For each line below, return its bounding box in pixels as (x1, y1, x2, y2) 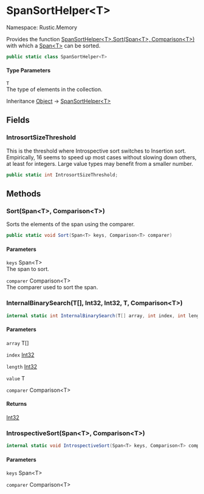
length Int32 (6, 363, 38, 370)
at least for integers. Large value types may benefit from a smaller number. (6, 160, 193, 167)
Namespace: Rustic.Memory (6, 24, 78, 31)
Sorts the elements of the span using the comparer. (6, 221, 135, 228)
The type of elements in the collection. (6, 86, 103, 93)
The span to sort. (6, 266, 50, 273)
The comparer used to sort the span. (6, 284, 98, 291)
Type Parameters (6, 67, 51, 74)
